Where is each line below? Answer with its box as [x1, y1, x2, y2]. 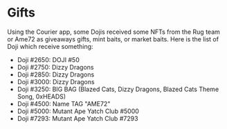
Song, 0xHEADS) [17, 92, 66, 101]
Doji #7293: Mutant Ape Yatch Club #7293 [17, 114, 138, 122]
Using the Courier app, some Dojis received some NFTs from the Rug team [7, 28, 220, 36]
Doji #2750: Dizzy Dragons [17, 63, 94, 71]
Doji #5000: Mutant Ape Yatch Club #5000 [17, 107, 140, 115]
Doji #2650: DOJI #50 [17, 55, 80, 63]
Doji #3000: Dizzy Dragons [17, 77, 95, 86]
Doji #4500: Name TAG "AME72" [17, 99, 111, 108]
